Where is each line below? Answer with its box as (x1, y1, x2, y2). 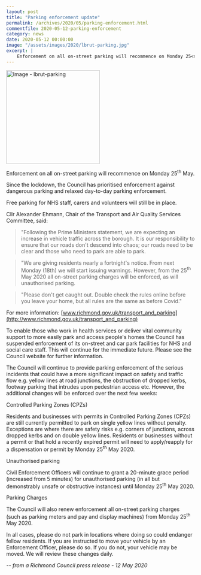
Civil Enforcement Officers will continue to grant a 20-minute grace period (6, 468, 189, 476)
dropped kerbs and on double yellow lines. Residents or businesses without (6, 432, 193, 439)
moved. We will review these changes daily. (6, 550, 114, 557)
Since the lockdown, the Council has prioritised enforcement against (6, 181, 175, 189)
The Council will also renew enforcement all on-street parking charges (6, 506, 180, 513)
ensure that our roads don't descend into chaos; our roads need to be (20, 241, 193, 249)
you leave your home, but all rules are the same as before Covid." (20, 297, 182, 304)
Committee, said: (6, 217, 48, 225)
